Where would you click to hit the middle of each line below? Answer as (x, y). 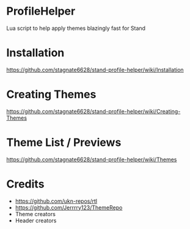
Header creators (36, 220)
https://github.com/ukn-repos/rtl (56, 201)
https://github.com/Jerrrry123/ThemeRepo (69, 207)
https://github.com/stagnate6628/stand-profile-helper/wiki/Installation (95, 70)
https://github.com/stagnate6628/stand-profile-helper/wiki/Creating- (93, 111)
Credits (25, 184)
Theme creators (35, 214)
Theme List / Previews (64, 142)
